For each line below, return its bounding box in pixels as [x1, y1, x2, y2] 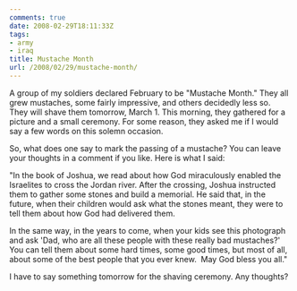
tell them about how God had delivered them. [9, 208, 176, 218]
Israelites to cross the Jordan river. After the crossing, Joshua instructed [9, 179, 276, 190]
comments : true [9, 13, 66, 22]
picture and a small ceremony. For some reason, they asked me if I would [9, 116, 279, 126]
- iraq [9, 47, 34, 56]
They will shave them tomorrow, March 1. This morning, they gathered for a [9, 107, 286, 117]
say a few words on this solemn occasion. [9, 125, 164, 136]
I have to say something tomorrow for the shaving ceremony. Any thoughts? [9, 270, 289, 282]
